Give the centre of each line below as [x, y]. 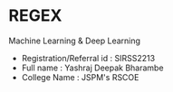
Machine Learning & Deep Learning [75, 41]
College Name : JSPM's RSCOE [80, 77]
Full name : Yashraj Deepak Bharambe [92, 68]
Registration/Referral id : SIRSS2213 [88, 58]
